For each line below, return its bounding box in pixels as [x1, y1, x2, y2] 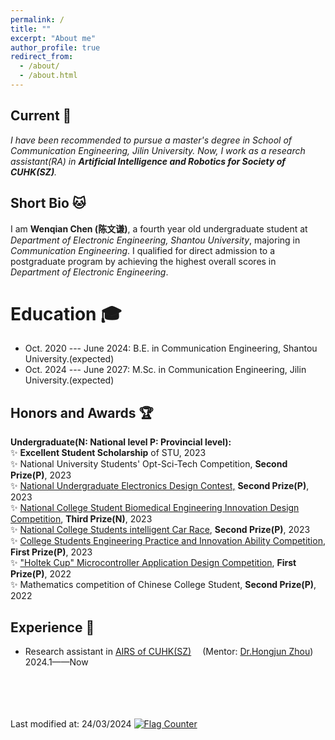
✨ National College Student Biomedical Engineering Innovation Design [10, 502, 300, 514]
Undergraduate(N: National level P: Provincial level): [10, 436, 232, 448]
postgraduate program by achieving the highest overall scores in [10, 255, 277, 267]
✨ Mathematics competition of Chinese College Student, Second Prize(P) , [10, 579, 317, 591]
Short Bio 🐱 [10, 195, 87, 212]
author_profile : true [10, 42, 101, 53]
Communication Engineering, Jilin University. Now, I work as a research [10, 144, 306, 156]
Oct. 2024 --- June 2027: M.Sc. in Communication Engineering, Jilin [24, 364, 307, 376]
